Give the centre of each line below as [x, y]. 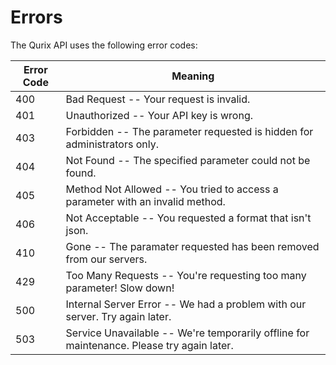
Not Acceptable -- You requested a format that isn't [188, 218]
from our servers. [106, 259]
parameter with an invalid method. [145, 201]
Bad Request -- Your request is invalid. [158, 99]
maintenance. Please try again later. [149, 345]
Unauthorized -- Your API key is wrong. [159, 115]
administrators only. [112, 144]
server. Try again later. [118, 316]
